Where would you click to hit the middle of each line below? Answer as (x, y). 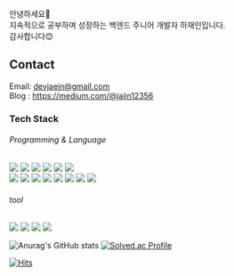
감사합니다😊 (31, 36)
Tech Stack (34, 118)
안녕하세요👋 (30, 14)
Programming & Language (58, 140)
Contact (32, 65)
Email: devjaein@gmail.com (60, 86)
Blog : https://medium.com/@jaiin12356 (81, 95)
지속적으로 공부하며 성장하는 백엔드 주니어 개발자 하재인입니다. (117, 25)
